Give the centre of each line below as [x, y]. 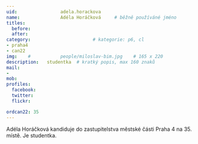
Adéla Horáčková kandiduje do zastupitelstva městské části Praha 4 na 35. [99, 129]
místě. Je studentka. [32, 135]
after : [20, 34]
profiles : [19, 85]
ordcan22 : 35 [23, 112]
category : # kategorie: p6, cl [75, 40]
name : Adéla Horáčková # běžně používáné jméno [91, 17]
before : [21, 28]
